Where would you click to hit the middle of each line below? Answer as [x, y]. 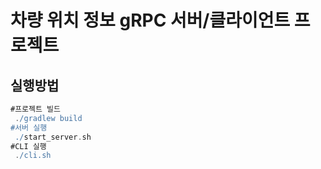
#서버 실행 [29, 127]
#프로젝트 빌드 [35, 109]
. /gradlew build [48, 118]
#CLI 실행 [28, 146]
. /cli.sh [33, 156]
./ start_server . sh [53, 137]
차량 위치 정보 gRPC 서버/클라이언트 [150, 20]
